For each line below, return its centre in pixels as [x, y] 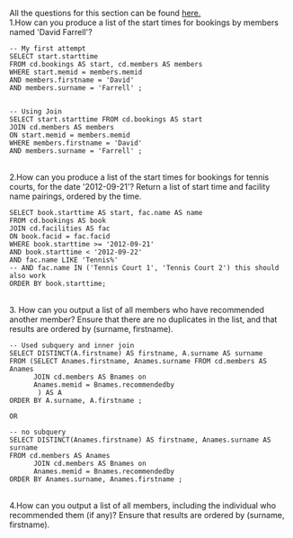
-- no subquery [38, 432]
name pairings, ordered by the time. [75, 196]
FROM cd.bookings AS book [58, 220]
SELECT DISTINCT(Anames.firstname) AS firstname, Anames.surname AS [140, 440]
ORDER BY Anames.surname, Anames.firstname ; [96, 480]
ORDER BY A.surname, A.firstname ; [76, 400]
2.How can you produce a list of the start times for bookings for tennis [139, 177]
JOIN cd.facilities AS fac [60, 229]
